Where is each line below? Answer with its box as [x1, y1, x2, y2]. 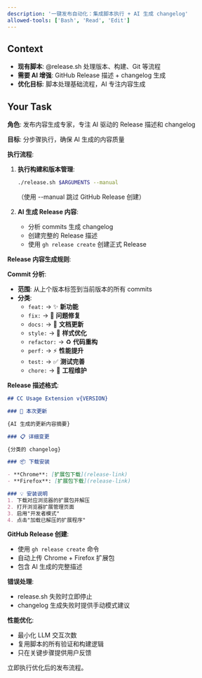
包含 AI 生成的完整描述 [17, 563, 83, 571]
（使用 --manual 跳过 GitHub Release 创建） [17, 193, 146, 201]
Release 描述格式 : [7, 381, 60, 389]
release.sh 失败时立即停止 [17, 592, 93, 601]
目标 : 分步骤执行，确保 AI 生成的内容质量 [7, 135, 125, 144]
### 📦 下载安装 [7, 458, 50, 466]
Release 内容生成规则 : [7, 255, 72, 263]
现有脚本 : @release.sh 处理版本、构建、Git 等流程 [17, 63, 161, 71]
